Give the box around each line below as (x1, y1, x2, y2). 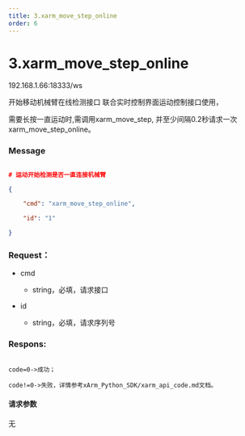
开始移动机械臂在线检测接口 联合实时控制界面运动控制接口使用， (8, 98, 223, 107)
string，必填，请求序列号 (32, 318, 116, 328)
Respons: (8, 338, 47, 350)
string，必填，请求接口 (32, 285, 109, 295)
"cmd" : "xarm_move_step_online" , (23, 199, 136, 208)
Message (8, 145, 46, 157)
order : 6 (8, 19, 38, 27)
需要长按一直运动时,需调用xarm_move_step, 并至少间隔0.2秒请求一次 (8, 115, 238, 124)
